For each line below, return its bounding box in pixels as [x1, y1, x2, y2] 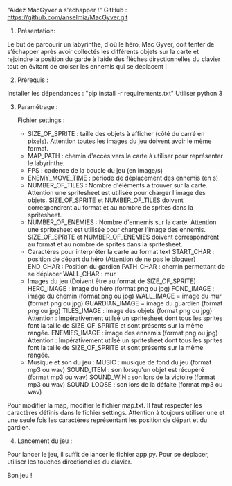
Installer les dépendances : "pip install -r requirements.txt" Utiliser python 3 [7, 90, 223, 97]
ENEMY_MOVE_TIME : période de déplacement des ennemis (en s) [27, 174, 219, 182]
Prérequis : [17, 76, 48, 84]
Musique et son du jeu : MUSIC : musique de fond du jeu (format [27, 358, 212, 367]
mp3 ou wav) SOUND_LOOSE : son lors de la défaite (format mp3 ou [27, 380, 223, 388]
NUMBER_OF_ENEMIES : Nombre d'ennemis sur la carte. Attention [27, 218, 217, 226]
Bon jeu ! [7, 471, 33, 479]
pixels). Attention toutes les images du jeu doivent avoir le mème [27, 137, 212, 145]
